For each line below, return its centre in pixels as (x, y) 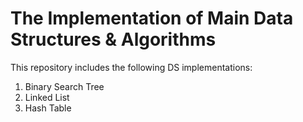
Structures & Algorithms (113, 39)
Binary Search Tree (64, 86)
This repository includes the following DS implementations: (131, 67)
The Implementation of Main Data (152, 18)
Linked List (47, 97)
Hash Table (48, 108)
